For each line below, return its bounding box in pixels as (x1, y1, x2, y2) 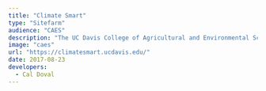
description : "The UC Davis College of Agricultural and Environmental (8, 33, 249, 42)
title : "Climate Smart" (8, 11, 87, 20)
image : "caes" (8, 41, 55, 49)
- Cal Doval (15, 70, 55, 78)
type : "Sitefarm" (8, 19, 66, 27)
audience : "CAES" (8, 26, 66, 34)
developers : (8, 63, 47, 71)
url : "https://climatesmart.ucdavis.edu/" (8, 48, 150, 56)
